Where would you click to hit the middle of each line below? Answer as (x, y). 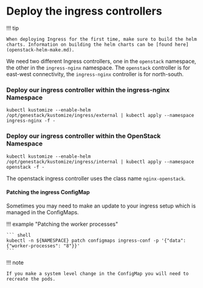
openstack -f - (26, 167)
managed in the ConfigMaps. (43, 212)
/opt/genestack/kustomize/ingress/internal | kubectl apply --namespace (100, 162)
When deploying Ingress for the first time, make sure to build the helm (102, 39)
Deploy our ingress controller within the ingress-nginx (88, 90)
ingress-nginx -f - (31, 121)
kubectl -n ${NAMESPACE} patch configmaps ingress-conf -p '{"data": (96, 241)
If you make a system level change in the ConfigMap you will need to (98, 273)
